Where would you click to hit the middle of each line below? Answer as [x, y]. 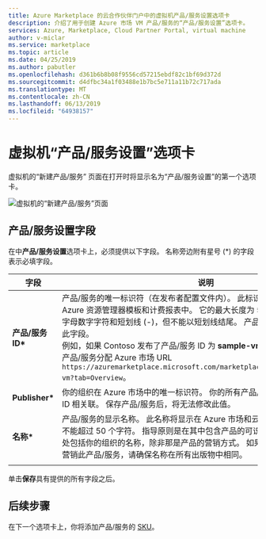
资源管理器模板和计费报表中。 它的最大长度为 [170, 310]
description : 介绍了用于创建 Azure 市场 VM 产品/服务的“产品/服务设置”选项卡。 [129, 23]
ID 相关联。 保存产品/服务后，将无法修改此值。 [149, 403]
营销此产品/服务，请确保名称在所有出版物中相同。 [155, 454]
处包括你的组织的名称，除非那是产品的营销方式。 [153, 442]
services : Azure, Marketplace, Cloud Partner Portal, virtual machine [127, 30]
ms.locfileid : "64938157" [51, 112]
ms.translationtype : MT [47, 89]
